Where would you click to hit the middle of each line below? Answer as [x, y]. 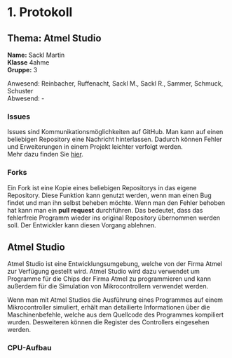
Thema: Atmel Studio [54, 38]
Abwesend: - [26, 98]
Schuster [20, 91]
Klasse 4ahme [28, 62]
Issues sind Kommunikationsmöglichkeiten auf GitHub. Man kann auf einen [115, 132]
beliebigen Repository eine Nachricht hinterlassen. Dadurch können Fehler [115, 139]
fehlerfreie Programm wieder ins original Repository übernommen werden [114, 218]
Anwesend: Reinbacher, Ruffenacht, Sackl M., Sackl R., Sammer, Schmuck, [115, 84]
